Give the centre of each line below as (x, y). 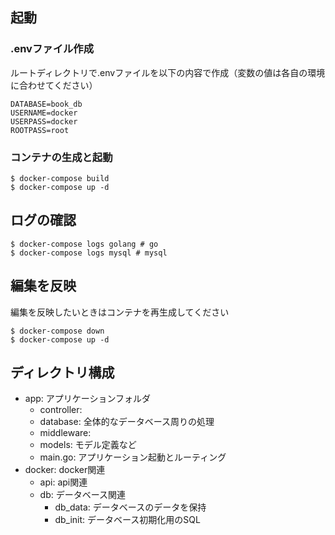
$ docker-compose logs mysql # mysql (89, 253)
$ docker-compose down (57, 331)
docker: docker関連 (65, 470)
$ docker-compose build (60, 178)
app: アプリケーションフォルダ (88, 399)
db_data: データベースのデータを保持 (130, 507)
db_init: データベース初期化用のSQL (127, 520)
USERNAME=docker (44, 113)
